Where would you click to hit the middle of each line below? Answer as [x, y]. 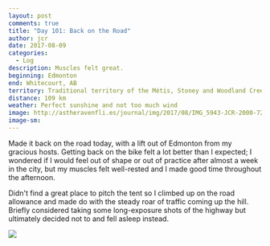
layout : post [30, 16]
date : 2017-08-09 [37, 46]
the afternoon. [32, 177]
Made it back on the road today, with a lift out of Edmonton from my [120, 143]
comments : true [34, 23]
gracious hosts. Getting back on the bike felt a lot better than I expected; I [130, 152]
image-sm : [25, 121]
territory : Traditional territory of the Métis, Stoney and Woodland [127, 90]
